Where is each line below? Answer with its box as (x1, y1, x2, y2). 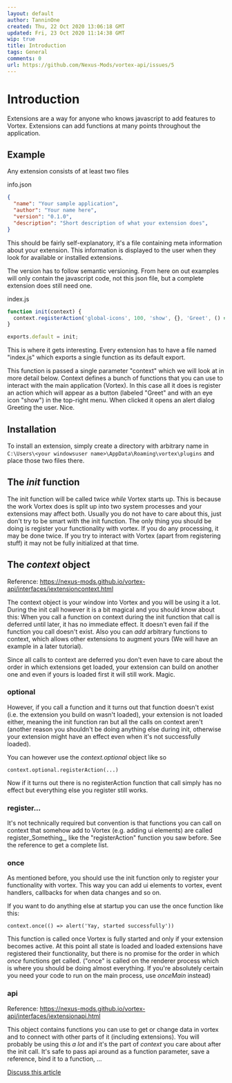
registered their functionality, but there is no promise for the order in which (7, 950, 220, 958)
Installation (7, 423, 57, 435)
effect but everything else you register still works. (7, 786, 148, 794)
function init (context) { (7, 308, 81, 315)
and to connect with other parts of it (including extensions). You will (7, 1033, 200, 1041)
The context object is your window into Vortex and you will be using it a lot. (7, 598, 221, 606)
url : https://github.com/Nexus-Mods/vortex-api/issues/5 (7, 62, 175, 68)
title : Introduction (7, 42, 67, 49)
